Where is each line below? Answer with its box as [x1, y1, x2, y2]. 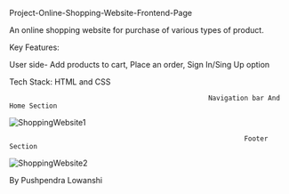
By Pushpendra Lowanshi [9, 175, 103, 185]
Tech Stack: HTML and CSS [9, 77, 111, 87]
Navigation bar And [207, 93, 280, 102]
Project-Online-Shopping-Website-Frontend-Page [9, 8, 193, 18]
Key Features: [9, 42, 60, 53]
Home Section [9, 101, 58, 110]
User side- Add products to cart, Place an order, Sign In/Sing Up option [9, 60, 270, 69]
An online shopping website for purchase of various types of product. [9, 25, 264, 35]
